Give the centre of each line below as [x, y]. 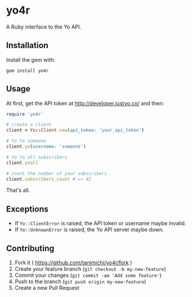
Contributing [30, 248]
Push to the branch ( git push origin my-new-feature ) [80, 282]
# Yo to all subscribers [37, 157]
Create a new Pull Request [47, 288]
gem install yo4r [28, 71]
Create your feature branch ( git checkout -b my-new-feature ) [90, 269]
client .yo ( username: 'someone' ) [46, 147]
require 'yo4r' [25, 114]
